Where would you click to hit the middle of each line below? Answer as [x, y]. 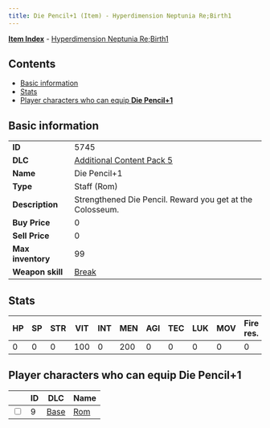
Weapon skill [38, 272]
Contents [32, 64]
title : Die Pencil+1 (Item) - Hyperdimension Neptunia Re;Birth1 [120, 16]
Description [35, 204]
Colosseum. [96, 210]
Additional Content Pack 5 [123, 160]
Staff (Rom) [96, 187]
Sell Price [31, 236]
